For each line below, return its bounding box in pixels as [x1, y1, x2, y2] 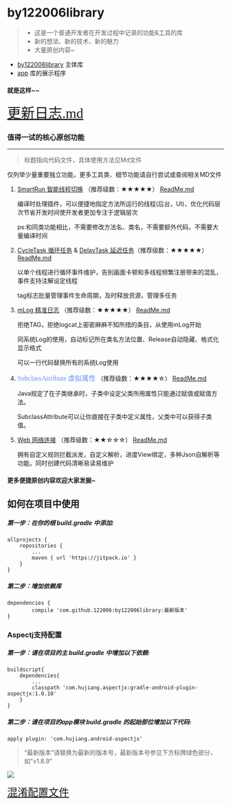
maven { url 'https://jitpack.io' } [32, 555, 137, 561]
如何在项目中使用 [7, 498, 80, 510]
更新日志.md [7, 105, 84, 122]
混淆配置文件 [7, 786, 69, 799]
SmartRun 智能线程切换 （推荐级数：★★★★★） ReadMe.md [16, 185, 195, 193]
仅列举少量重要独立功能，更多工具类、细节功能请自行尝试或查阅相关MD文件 [7, 171, 222, 179]
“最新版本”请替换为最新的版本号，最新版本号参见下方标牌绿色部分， [23, 749, 217, 757]
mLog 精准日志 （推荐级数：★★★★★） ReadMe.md [16, 306, 170, 314]
